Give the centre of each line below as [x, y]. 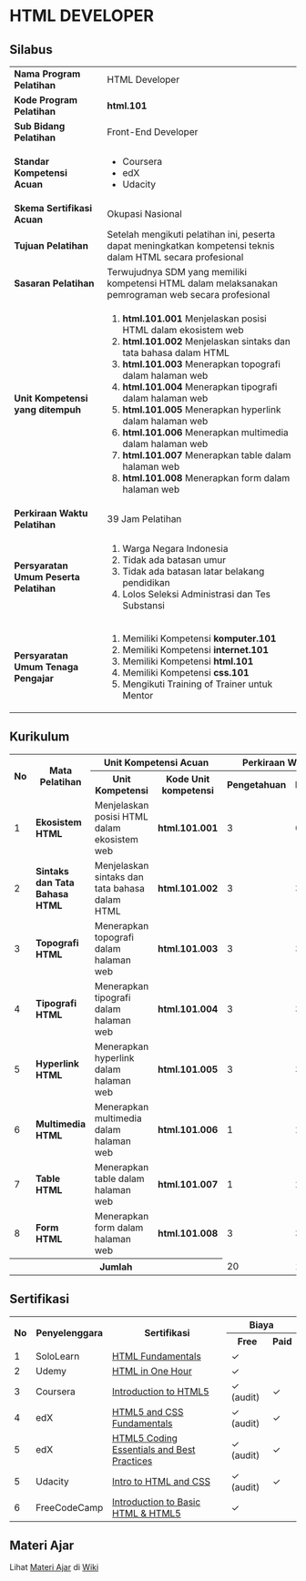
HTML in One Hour [153, 1371]
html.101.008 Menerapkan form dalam [206, 478]
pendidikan [146, 582]
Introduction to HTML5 [161, 1392]
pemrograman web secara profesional [189, 295]
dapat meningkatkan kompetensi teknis [191, 245]
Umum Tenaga [46, 667]
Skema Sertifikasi [53, 208]
